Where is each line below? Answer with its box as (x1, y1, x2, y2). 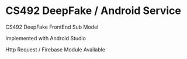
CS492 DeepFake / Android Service (5, 4, 182, 18)
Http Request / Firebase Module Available (5, 46, 106, 53)
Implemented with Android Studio (5, 34, 86, 41)
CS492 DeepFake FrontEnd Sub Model (5, 23, 99, 30)
